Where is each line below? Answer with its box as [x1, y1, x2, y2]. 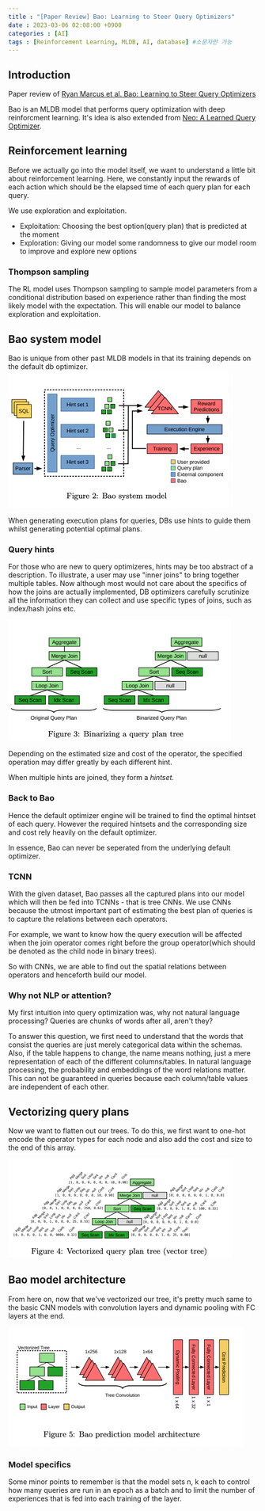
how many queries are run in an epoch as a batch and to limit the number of [8, 1486, 256, 1495]
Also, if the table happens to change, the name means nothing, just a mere [8, 1049, 252, 1058]
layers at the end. [8, 1311, 65, 1320]
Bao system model [8, 333, 101, 346]
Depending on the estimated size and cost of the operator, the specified [8, 749, 243, 759]
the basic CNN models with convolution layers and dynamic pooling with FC [8, 1303, 256, 1312]
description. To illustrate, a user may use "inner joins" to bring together [8, 570, 240, 580]
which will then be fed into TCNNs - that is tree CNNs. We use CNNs [8, 897, 232, 907]
